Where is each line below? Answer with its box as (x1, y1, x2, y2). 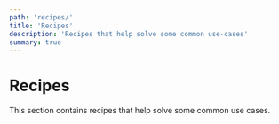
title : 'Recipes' (9, 21, 74, 30)
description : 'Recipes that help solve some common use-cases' (9, 29, 249, 38)
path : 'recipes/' (9, 12, 74, 22)
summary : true (9, 37, 62, 47)
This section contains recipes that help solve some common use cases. (9, 105, 271, 116)
